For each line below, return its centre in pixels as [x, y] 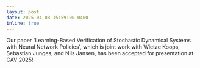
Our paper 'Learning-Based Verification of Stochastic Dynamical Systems [98, 41]
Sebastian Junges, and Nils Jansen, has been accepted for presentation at [100, 53]
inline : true [23, 23]
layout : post [23, 12]
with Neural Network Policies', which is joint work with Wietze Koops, [93, 47]
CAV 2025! [20, 60]
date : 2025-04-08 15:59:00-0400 [47, 18]
